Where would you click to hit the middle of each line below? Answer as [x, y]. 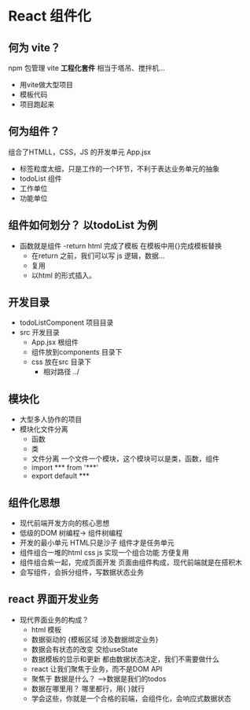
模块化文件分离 [44, 429]
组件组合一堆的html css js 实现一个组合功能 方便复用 [104, 553]
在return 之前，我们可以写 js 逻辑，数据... [98, 256]
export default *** [61, 476]
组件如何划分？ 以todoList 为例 [83, 225]
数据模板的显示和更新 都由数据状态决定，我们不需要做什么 [125, 659]
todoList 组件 [40, 178]
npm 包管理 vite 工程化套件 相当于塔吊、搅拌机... [86, 68]
